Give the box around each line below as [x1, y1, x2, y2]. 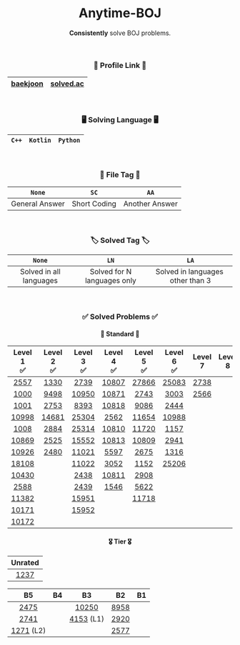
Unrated [11, 558, 39, 568]
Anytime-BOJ [78, 5, 162, 21]
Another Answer [123, 199, 179, 209]
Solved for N [89, 266, 132, 276]
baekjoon [11, 79, 44, 89]
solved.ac [50, 79, 84, 89]
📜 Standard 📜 [100, 329, 140, 338]
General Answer [11, 199, 66, 209]
